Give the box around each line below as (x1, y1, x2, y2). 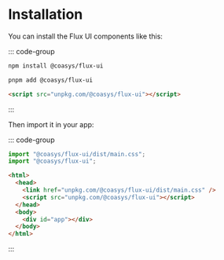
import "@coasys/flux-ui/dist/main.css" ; (8, 150, 146, 158)
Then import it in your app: (8, 119, 94, 129)
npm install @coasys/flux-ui (8, 61, 104, 70)
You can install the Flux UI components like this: (8, 31, 163, 41)
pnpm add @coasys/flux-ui (8, 76, 93, 84)
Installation (8, 5, 83, 24)
